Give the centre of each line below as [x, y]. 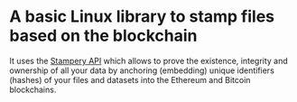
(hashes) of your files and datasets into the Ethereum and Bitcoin [130, 79]
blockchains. [33, 89]
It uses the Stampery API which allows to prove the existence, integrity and [149, 60]
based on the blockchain [103, 36]
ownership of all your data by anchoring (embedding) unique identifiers [142, 70]
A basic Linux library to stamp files [142, 17]
